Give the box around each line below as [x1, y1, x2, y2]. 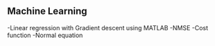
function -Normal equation [7, 31, 83, 39]
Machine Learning [7, 5, 88, 17]
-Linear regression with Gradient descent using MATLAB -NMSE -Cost [7, 23, 209, 32]
